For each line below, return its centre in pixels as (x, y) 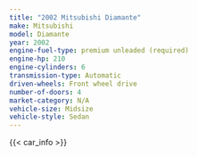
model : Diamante (39, 34)
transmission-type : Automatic (66, 76)
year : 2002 (29, 42)
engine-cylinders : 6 (48, 68)
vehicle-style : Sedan (49, 117)
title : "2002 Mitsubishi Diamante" (75, 17)
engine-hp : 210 (37, 59)
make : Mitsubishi (41, 26)
